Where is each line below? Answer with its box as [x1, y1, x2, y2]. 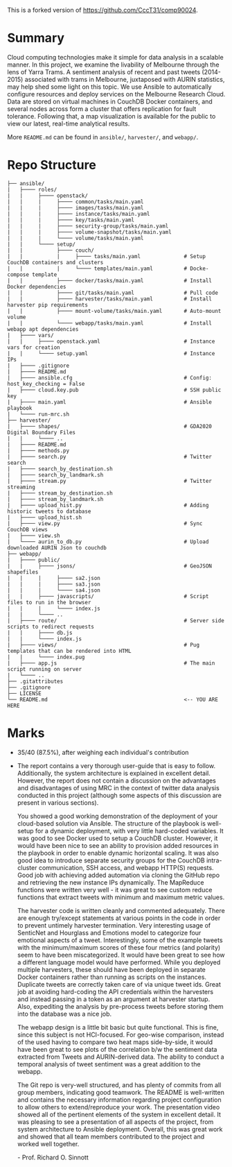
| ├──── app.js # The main [7, 659, 215, 667]
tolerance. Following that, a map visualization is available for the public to [7, 112, 216, 120]
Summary [7, 31, 64, 46]
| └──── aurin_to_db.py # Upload [7, 538, 209, 545]
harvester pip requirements [7, 301, 89, 308]
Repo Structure [7, 157, 97, 173]
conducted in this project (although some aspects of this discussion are [17, 791, 222, 799]
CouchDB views [7, 526, 48, 533]
